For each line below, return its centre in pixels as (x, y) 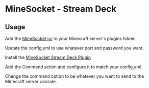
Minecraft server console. (31, 81)
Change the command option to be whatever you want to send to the (74, 76)
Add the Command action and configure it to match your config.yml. (74, 67)
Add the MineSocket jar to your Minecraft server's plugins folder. (71, 38)
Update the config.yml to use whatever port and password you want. (74, 48)
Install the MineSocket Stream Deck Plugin (48, 57)
